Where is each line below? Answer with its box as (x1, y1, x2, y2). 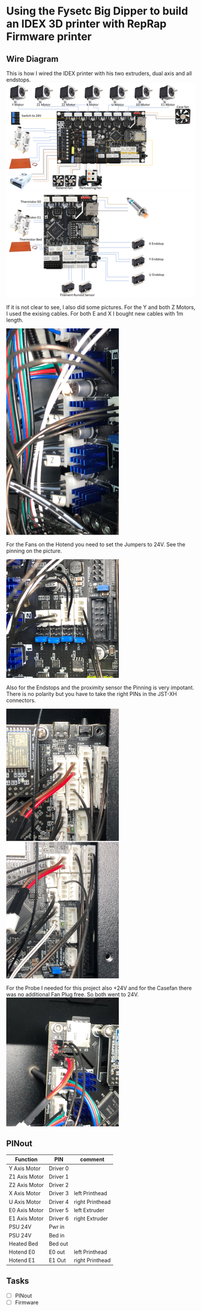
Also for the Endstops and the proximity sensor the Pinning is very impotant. (6, 684, 194, 691)
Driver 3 (49, 1190, 69, 1197)
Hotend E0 (8, 1248, 35, 1256)
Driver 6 (49, 1215, 69, 1222)
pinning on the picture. (6, 547, 62, 555)
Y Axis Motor (8, 1165, 41, 1172)
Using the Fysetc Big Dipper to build (6, 4, 188, 18)
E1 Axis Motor (8, 1215, 44, 1222)
